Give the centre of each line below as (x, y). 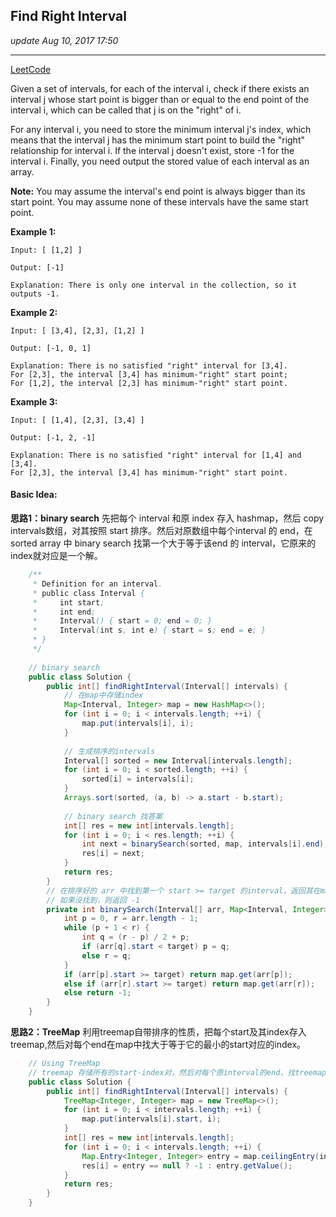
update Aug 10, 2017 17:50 (64, 40)
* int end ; (64, 612)
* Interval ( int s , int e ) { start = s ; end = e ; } (149, 630)
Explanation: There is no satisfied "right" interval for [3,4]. (149, 365)
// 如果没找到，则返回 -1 (93, 900)
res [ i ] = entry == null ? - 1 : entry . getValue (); (187, 1165)
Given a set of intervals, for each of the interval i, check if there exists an (160, 88)
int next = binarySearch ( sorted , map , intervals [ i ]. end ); (205, 844)
